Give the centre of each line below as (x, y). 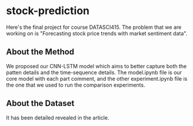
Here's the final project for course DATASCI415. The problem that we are (94, 27)
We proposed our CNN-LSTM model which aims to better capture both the (96, 66)
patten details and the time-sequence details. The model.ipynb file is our (94, 72)
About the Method (40, 52)
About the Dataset (40, 103)
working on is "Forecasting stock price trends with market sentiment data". (97, 33)
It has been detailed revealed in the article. (58, 117)
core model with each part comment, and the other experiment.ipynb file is (97, 78)
